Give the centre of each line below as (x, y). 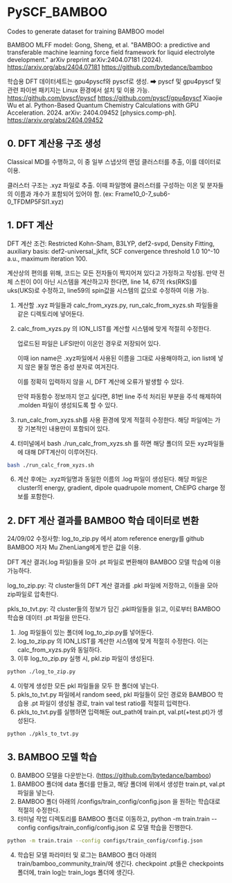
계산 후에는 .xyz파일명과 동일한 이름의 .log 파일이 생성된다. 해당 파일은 (112, 479)
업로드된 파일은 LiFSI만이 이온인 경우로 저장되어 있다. (89, 343)
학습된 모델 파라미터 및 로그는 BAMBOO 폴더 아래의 (87, 854)
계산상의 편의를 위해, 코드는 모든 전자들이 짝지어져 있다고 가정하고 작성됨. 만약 (113, 273)
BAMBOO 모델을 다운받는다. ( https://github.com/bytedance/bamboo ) (114, 775)
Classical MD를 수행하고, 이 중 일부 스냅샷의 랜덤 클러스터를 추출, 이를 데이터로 (114, 161)
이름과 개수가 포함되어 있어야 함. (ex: (64, 194)
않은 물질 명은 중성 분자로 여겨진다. (72, 366)
